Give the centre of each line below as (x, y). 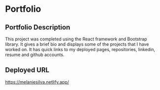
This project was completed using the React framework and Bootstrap (76, 39)
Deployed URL (27, 70)
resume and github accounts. (35, 55)
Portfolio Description (38, 27)
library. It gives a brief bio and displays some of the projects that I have (77, 44)
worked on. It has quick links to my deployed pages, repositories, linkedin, (80, 49)
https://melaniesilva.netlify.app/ (37, 82)
